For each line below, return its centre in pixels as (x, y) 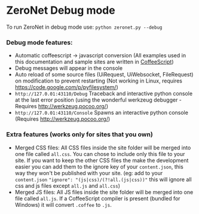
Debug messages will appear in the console (69, 68)
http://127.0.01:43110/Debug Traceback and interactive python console (104, 94)
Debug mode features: (39, 42)
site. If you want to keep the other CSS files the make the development (102, 160)
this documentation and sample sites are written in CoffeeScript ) (94, 62)
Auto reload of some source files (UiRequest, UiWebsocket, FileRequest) (104, 75)
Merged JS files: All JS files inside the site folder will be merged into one (104, 192)
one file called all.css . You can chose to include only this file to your (100, 154)
